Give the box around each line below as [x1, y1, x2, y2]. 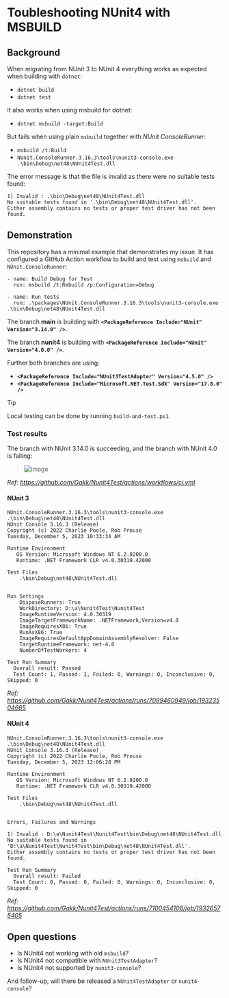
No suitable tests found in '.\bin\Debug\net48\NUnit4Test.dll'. [7, 199, 197, 206]
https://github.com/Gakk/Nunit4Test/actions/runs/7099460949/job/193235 [7, 696, 220, 705]
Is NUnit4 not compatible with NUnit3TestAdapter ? [16, 956, 158, 964]
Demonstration [7, 230, 73, 241]
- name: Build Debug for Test [7, 276, 94, 282]
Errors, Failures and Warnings [7, 818, 96, 825]
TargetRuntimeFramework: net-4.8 [19, 641, 115, 648]
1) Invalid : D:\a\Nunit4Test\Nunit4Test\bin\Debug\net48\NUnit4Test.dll [7, 831, 222, 838]
